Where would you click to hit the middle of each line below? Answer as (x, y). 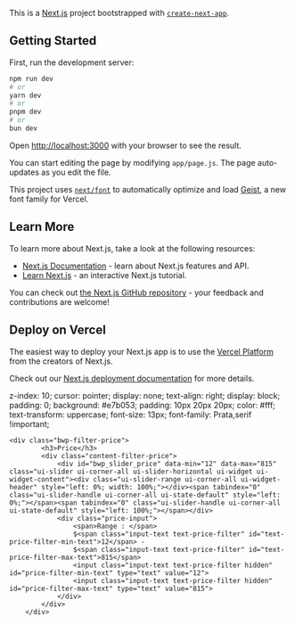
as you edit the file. (76, 172)
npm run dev (31, 78)
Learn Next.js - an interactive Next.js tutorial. (104, 275)
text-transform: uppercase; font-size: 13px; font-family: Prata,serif (131, 415)
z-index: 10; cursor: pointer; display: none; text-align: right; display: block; (145, 395)
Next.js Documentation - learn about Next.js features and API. (135, 266)
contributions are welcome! (59, 301)
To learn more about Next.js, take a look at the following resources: (132, 248)
